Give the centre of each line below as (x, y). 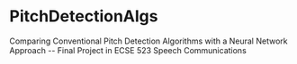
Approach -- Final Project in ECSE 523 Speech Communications (128, 50)
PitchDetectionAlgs (84, 16)
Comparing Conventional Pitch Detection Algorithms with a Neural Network (148, 41)
